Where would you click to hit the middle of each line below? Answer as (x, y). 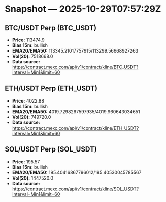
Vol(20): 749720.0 (31, 117)
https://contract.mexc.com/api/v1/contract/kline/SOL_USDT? (75, 189)
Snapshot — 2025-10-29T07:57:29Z (83, 9)
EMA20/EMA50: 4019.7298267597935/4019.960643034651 (76, 111)
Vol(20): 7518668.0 (32, 56)
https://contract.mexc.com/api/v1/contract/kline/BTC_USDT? (75, 67)
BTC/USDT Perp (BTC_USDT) (51, 28)
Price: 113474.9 (28, 40)
